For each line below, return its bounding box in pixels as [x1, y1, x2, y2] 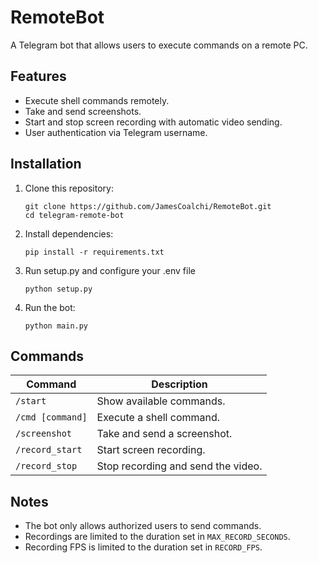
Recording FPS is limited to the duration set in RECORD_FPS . [24, 541, 263, 553]
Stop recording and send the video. [96, 459, 263, 473]
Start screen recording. [96, 443, 206, 457]
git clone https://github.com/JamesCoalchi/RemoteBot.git [24, 201, 272, 211]
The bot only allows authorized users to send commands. [24, 520, 262, 532]
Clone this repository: [24, 182, 114, 194]
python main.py [24, 321, 89, 331]
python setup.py [24, 284, 93, 294]
